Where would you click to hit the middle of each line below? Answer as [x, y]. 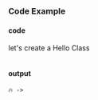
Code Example [37, 11]
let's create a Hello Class [49, 48]
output [20, 73]
